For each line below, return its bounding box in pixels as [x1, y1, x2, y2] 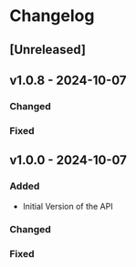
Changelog [9, 5, 95, 26]
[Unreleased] [9, 42, 87, 57]
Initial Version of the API [22, 200, 113, 211]
